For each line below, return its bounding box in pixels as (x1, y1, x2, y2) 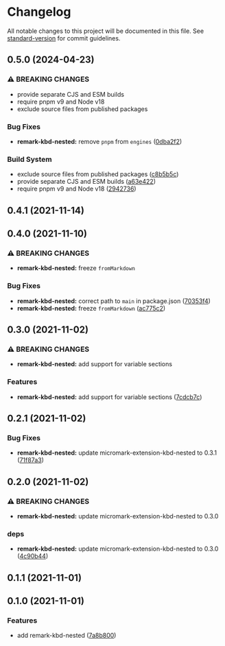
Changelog (7, 4, 71, 20)
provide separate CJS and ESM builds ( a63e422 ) (16, 178, 156, 186)
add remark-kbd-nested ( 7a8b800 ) (16, 632, 117, 640)
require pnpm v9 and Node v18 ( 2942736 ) (16, 184, 137, 193)
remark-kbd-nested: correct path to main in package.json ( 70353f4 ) (16, 296, 211, 305)
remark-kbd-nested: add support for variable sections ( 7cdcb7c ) (16, 392, 202, 401)
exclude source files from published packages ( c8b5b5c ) (16, 170, 179, 178)
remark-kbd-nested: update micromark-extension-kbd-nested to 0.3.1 (16, 448, 217, 457)
